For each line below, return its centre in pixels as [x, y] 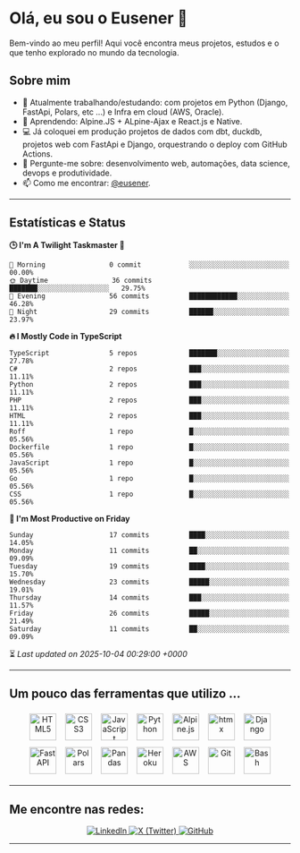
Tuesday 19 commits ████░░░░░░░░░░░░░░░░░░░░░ [150, 566]
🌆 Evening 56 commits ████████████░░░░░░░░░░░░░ [150, 296]
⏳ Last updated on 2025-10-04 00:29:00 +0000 [98, 653]
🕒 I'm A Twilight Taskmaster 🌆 [67, 244]
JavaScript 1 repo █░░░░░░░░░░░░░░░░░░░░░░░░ [150, 463]
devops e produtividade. [67, 173]
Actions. [37, 154]
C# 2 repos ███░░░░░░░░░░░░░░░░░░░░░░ [150, 369]
